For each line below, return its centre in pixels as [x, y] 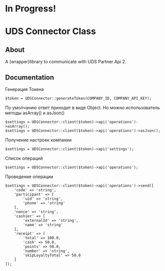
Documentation [30, 77]
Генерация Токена [25, 89]
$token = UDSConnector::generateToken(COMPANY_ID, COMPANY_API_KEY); [79, 98]
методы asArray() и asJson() [35, 113]
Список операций [24, 158]
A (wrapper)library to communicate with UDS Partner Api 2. [66, 62]
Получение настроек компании [38, 140]
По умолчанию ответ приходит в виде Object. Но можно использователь [82, 108]
